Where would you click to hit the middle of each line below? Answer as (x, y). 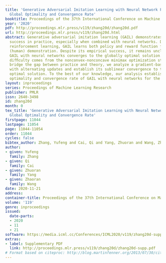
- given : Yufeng (22, 152)
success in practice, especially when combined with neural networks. (84, 42)
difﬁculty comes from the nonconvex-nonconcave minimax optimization (83, 60)
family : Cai (22, 166)
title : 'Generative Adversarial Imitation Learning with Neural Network (82, 10)
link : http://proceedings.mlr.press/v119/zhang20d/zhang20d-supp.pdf (83, 248)
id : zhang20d (19, 102)
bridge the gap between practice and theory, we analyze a (72, 65)
